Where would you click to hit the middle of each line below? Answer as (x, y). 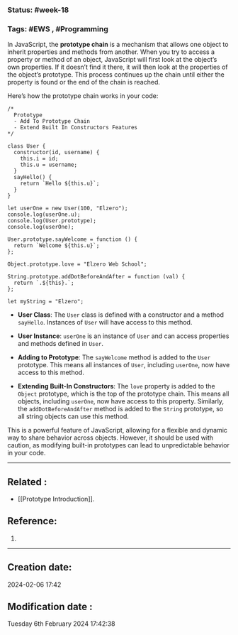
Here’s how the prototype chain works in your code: (83, 96)
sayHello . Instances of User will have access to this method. (105, 322)
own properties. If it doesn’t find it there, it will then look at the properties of (118, 67)
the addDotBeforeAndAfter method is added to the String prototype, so (120, 409)
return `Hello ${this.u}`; (60, 184)
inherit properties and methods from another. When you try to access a (111, 52)
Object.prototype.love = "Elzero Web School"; (77, 264)
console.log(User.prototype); (52, 221)
